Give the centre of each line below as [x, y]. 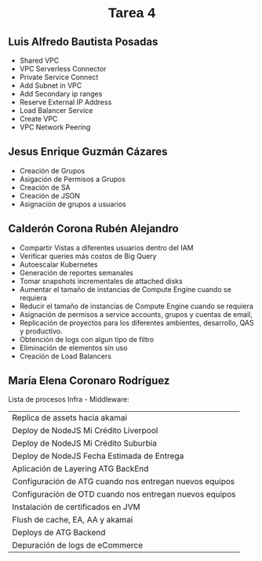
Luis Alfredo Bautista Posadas [83, 41]
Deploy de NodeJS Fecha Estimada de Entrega [98, 456]
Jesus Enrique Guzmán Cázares [88, 152]
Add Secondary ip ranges [61, 94]
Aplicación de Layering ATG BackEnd [80, 469]
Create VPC [38, 119]
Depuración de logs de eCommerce [78, 545]
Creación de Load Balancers [65, 356]
